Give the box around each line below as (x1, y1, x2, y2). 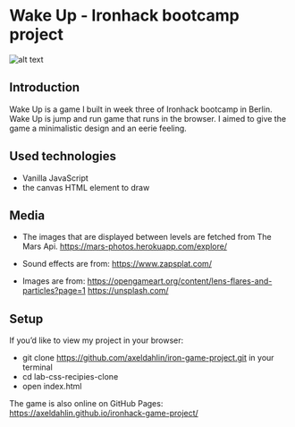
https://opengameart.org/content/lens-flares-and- (87, 276, 273, 286)
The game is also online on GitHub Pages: (9, 398, 164, 409)
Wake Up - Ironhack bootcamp (9, 5, 240, 26)
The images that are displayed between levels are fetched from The (21, 232, 272, 243)
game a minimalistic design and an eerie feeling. (9, 123, 188, 133)
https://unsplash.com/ (88, 286, 169, 296)
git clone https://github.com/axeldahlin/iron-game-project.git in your (21, 353, 274, 363)
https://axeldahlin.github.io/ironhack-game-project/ (9, 408, 198, 419)
